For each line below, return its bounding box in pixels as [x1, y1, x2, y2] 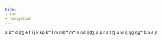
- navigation [5, 16, 32, 21]
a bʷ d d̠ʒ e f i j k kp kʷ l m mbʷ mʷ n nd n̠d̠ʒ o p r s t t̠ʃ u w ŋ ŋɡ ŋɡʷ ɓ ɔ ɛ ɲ [5, 29, 158, 35]
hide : [5, 7, 16, 12]
